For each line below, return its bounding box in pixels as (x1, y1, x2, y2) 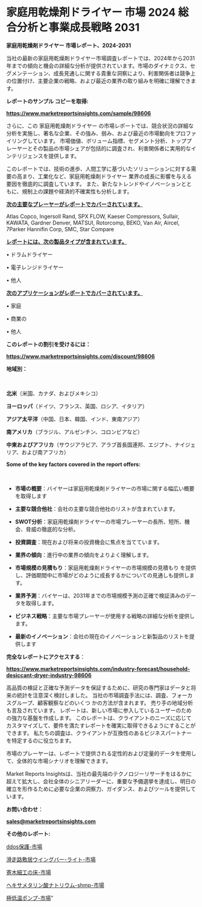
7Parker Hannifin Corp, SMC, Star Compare (6, 225, 115, 232)
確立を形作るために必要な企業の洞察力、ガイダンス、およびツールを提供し (6, 785, 191, 792)
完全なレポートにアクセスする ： (6, 653, 86, 660)
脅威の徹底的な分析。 (25, 525, 79, 533)
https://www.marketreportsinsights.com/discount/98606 (6, 353, 155, 360)
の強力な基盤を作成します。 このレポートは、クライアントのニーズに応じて (6, 714, 192, 722)
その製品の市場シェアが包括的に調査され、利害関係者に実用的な (32, 144, 191, 152)
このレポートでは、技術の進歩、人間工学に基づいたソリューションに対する (6, 165, 191, 172)
